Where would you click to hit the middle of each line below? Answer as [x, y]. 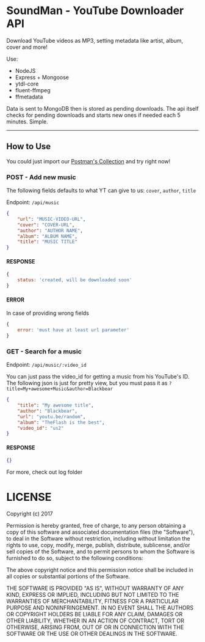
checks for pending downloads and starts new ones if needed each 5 [94, 115]
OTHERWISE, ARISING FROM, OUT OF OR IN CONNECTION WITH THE [95, 627]
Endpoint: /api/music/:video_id [46, 365]
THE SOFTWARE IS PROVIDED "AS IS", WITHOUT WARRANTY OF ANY [95, 588]
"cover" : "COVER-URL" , [46, 225]
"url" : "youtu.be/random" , [52, 416]
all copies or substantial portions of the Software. [68, 577]
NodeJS [25, 70]
